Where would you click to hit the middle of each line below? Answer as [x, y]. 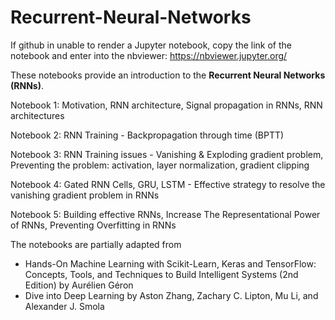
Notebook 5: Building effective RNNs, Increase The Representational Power [165, 214]
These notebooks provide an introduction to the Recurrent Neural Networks [168, 75]
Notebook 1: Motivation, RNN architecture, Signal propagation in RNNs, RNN [166, 105]
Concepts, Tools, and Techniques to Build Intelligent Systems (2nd [161, 274]
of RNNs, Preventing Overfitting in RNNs [93, 225]
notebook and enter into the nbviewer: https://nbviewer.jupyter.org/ [149, 55]
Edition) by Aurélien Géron [79, 285]
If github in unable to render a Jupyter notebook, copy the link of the [151, 45]
